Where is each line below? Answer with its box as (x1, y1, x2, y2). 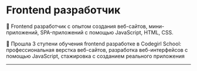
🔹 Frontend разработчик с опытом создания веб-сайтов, (6, 23, 148, 30)
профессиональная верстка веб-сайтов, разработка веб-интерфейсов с (6, 46, 188, 53)
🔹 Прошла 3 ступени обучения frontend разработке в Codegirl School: (6, 40, 182, 47)
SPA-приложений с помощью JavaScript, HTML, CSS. (40, 29, 174, 35)
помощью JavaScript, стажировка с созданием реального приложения (6, 52, 185, 59)
